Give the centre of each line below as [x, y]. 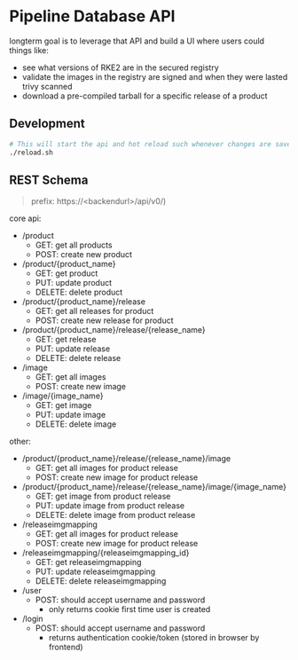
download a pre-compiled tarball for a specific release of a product [145, 96]
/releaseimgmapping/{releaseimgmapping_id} [106, 553]
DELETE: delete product [79, 292]
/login [32, 619]
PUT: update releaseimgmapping [95, 572]
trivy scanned [47, 86]
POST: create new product [84, 255]
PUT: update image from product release [110, 506]
